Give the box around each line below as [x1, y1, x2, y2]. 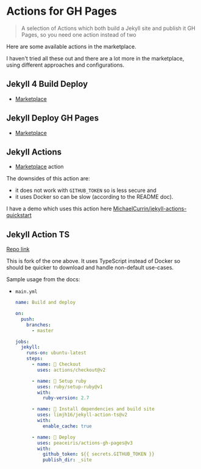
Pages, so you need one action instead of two [21, 31, 137, 38]
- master [31, 327, 54, 334]
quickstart [6, 212, 32, 219]
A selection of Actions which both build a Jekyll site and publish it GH [21, 24, 196, 32]
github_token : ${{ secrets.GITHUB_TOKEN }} [42, 451, 155, 457]
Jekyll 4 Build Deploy [6, 79, 88, 89]
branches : [26, 322, 51, 328]
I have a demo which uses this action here [6, 205, 112, 212]
